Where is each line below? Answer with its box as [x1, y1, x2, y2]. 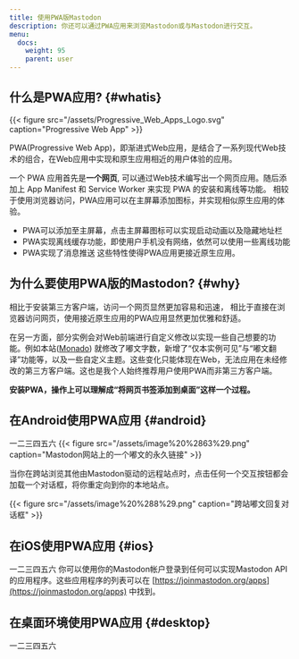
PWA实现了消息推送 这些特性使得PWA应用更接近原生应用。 [21, 247, 240, 258]
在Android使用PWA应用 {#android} [9, 413, 207, 428]
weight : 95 [25, 46, 66, 55]
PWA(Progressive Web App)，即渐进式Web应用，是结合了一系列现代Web [9, 142, 278, 153]
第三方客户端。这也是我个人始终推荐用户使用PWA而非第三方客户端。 [24, 365, 278, 376]
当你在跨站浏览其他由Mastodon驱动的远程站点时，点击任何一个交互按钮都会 [9, 469, 288, 479]
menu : [9, 30, 29, 38]
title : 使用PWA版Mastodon [9, 13, 102, 22]
